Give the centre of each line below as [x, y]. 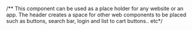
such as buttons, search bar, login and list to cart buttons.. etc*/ [84, 21]
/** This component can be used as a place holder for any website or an [95, 9]
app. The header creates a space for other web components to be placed [96, 15]
